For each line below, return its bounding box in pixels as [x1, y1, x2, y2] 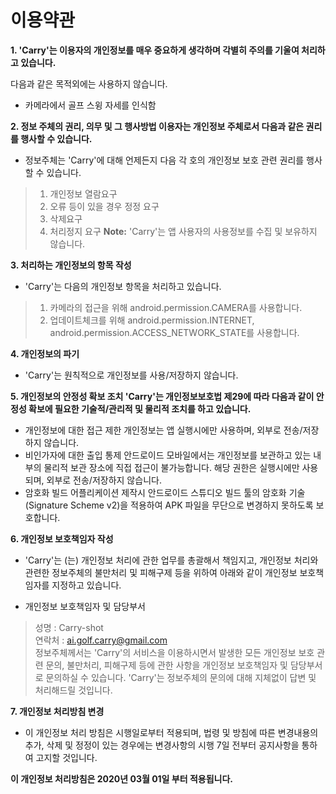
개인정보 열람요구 [49, 187, 118, 200]
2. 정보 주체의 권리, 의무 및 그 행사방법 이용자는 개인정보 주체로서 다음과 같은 [10, 120, 305, 132]
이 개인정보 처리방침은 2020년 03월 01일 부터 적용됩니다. [10, 772, 233, 785]
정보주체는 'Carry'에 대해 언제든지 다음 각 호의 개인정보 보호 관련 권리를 [24, 154, 305, 166]
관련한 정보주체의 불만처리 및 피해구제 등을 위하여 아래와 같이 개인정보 [24, 566, 298, 578]
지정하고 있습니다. [51, 579, 122, 591]
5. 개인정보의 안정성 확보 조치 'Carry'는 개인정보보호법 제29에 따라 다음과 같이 [10, 390, 315, 402]
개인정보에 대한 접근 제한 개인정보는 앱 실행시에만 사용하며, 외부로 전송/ [24, 424, 303, 436]
